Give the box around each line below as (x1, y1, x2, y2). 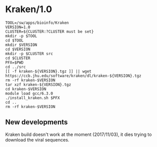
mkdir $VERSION (5, 42, 37, 47)
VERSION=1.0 (5, 24, 30, 30)
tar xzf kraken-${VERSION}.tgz (5, 82, 71, 87)
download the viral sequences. (5, 136, 69, 142)
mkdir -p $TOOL (5, 33, 37, 38)
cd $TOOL (5, 38, 24, 43)
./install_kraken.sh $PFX (5, 95, 60, 101)
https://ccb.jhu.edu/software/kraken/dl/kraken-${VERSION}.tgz (5, 73, 142, 78)
